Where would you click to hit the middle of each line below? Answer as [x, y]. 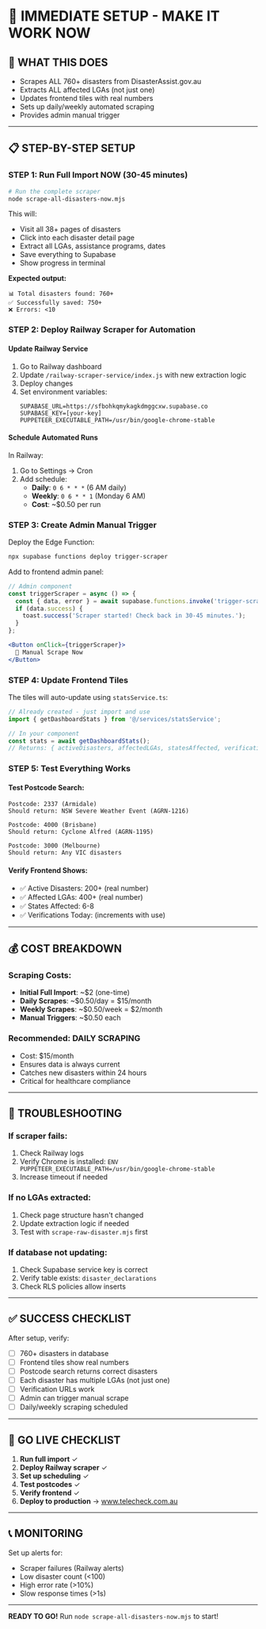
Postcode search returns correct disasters [89, 1371]
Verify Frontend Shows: [48, 870]
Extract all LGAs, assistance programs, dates [93, 246]
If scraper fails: [38, 1135]
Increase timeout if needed [64, 1177]
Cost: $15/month [47, 1055]
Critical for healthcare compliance [75, 1081]
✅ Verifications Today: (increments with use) [93, 915]
